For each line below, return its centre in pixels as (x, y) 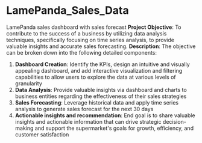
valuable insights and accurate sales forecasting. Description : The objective (101, 46)
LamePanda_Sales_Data (68, 11)
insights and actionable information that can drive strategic (88, 121)
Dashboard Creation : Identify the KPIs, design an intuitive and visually (102, 64)
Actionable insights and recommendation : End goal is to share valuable (105, 115)
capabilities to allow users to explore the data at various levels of (95, 77)
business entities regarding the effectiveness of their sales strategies (101, 96)
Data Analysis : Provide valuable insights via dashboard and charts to (101, 90)
